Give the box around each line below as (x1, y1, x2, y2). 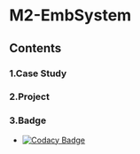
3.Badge (9, 114, 47, 127)
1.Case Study (9, 67, 67, 80)
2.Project (9, 90, 51, 103)
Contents (9, 41, 62, 56)
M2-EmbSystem (9, 5, 132, 26)
